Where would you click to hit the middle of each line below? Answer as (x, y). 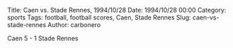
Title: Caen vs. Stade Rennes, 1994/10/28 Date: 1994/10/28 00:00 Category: (117, 10)
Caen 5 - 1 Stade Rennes (43, 38)
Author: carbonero (75, 25)
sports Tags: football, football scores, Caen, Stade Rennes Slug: (99, 17)
